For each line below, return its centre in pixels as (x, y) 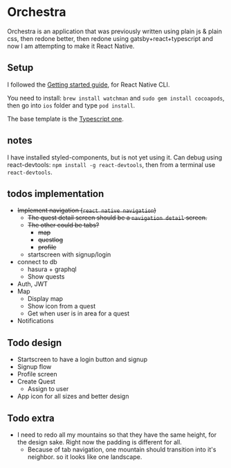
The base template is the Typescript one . (66, 119)
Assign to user (48, 389)
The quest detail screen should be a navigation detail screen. (117, 218)
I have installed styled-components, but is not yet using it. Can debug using (115, 157)
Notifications (35, 321)
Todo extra (31, 418)
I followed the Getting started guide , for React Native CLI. (89, 85)
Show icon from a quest (61, 306)
